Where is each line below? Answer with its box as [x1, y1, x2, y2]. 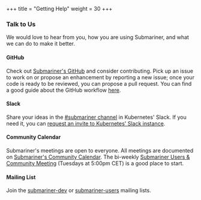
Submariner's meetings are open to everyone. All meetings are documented [6, 147, 194, 154]
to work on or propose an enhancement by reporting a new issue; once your [6, 73, 195, 80]
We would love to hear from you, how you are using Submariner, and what [6, 34, 189, 41]
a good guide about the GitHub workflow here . [6, 86, 121, 94]
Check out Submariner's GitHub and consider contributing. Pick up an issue [6, 67, 194, 74]
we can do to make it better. [6, 40, 76, 47]
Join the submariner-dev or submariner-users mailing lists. [6, 187, 151, 194]
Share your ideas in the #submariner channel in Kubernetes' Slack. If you [6, 114, 187, 121]
